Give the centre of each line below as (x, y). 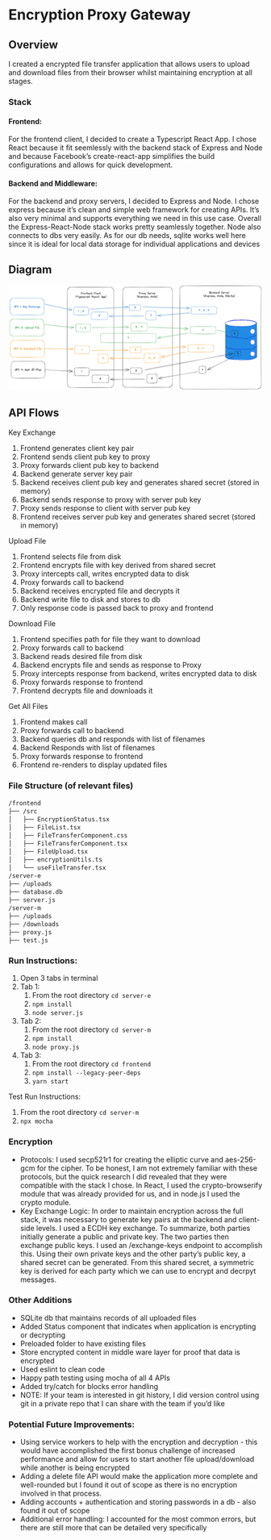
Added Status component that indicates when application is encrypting (138, 1326)
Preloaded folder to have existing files (83, 1343)
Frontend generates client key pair (77, 448)
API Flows (34, 413)
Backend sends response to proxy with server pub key (110, 499)
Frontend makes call (54, 722)
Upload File (27, 540)
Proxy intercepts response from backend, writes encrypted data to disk (138, 673)
